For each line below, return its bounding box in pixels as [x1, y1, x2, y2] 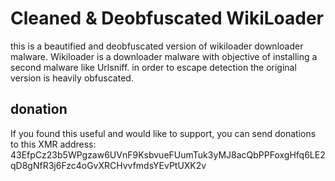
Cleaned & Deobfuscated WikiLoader [10, 7, 325, 30]
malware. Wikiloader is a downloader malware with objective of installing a [10, 50, 318, 62]
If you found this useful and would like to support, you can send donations [10, 127, 317, 139]
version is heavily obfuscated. [10, 72, 134, 84]
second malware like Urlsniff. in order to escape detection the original [10, 61, 297, 73]
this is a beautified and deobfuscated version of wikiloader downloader [10, 40, 304, 52]
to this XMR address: [10, 138, 97, 150]
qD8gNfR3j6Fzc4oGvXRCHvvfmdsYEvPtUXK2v [10, 159, 207, 171]
